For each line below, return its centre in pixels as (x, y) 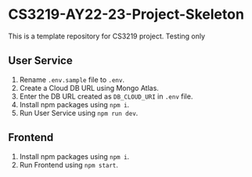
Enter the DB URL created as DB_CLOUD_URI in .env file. (106, 96)
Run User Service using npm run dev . (79, 113)
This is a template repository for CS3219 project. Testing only (107, 36)
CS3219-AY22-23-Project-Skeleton (126, 14)
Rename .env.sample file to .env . (72, 79)
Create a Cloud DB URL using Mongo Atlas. (89, 88)
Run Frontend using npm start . (69, 164)
